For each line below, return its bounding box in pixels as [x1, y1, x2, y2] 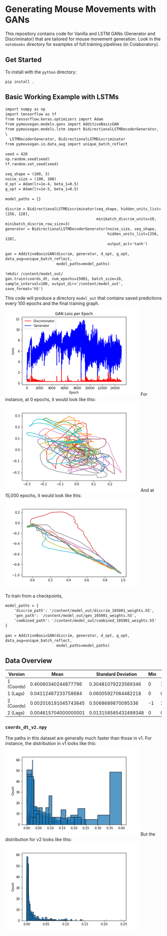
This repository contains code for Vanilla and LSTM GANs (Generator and [5, 30, 156, 36]
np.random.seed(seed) [5, 156, 50, 162]
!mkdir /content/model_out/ [5, 271, 64, 276]
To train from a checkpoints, [5, 593, 63, 599]
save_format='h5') [5, 286, 43, 291]
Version [8, 671, 25, 677]
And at [140, 487, 154, 493]
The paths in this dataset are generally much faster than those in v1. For [5, 735, 152, 741]
